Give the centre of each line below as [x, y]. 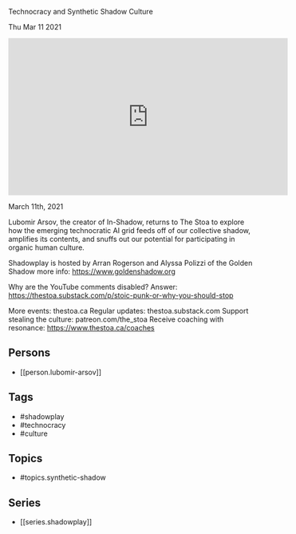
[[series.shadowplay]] [56, 522]
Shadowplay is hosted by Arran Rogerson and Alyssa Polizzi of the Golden [130, 263]
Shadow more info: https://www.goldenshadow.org [92, 271]
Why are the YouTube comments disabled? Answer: [93, 287]
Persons [29, 353]
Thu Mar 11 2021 [35, 27]
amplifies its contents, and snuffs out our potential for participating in [122, 239]
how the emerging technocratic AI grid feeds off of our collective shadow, [130, 230]
